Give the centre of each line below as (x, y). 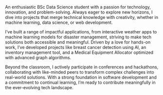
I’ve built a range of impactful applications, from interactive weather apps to (81, 32)
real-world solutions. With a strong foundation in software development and (81, 77)
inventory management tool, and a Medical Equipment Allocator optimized (79, 52)
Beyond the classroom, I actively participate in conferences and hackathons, (82, 67)
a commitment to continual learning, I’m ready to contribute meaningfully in (80, 82)
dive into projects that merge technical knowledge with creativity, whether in (81, 17)
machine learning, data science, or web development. (59, 22)
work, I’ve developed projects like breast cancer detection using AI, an (76, 47)
